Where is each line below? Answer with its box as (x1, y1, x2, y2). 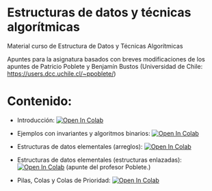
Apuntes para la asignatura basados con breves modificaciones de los (7, 55, 205, 63)
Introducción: (16, 116, 55, 124)
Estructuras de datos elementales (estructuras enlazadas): (16, 156, 183, 164)
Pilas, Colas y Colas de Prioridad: (16, 176, 111, 184)
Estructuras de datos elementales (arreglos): (16, 142, 143, 151)
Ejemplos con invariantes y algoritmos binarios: (16, 129, 150, 137)
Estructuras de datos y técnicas (7, 5, 191, 20)
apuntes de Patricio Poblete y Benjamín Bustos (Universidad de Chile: (7, 62, 203, 70)
